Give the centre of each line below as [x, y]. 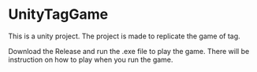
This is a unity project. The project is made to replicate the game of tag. [124, 36]
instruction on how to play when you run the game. [91, 59]
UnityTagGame [58, 14]
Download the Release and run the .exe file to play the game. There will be [129, 51]
